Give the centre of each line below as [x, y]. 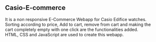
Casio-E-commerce [35, 8]
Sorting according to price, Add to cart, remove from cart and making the [78, 24]
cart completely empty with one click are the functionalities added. [72, 29]
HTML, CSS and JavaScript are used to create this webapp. [64, 34]
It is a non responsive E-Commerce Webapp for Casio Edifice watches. [76, 19]
